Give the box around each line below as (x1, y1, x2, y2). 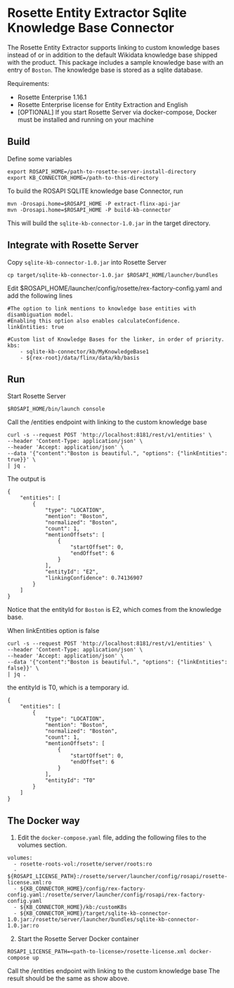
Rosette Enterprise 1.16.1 (17, 93, 87, 101)
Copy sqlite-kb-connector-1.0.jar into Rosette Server (7, 258, 167, 266)
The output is (7, 475, 46, 483)
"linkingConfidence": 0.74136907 (44, 575, 143, 582)
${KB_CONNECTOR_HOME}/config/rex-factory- (20, 885, 146, 892)
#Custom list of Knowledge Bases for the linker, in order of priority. (7, 336, 225, 343)
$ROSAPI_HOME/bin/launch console (7, 406, 105, 413)
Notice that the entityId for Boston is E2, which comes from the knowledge (7, 606, 222, 614)
